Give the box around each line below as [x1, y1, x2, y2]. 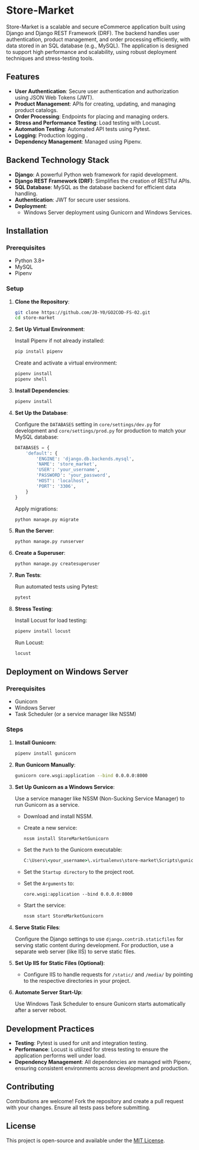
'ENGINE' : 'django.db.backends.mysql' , [36, 456, 134, 462]
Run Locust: [14, 638, 44, 646]
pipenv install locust [14, 628, 71, 634]
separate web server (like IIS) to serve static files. [14, 948, 136, 955]
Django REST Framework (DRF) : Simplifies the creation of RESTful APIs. [14, 177, 191, 184]
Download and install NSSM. [23, 813, 93, 820]
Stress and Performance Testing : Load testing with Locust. [14, 119, 161, 126]
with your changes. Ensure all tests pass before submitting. [6, 1104, 151, 1111]
